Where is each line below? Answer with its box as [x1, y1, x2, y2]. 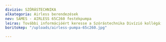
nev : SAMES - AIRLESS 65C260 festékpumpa [5, 16, 92, 21]
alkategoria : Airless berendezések [5, 12, 79, 17]
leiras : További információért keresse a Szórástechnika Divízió [5, 21, 142, 26]
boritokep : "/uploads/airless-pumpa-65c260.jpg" [5, 25, 107, 30]
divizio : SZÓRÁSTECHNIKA [5, 7, 56, 12]
